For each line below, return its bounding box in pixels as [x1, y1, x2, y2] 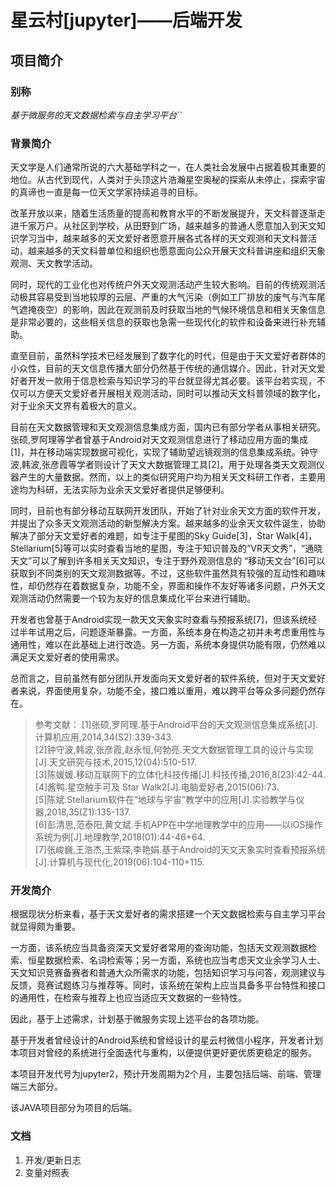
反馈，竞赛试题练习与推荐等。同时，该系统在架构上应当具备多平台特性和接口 [10, 979, 326, 991]
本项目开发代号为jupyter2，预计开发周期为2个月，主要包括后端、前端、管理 [10, 1068, 322, 1080]
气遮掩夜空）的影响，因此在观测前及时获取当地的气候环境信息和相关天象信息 [10, 304, 326, 316]
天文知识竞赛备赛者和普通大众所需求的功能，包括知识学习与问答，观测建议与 [10, 967, 326, 979]
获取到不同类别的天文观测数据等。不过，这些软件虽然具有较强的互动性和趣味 [10, 567, 326, 580]
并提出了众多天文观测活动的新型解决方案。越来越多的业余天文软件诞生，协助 [10, 517, 326, 530]
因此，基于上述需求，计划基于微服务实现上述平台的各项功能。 [10, 1013, 265, 1025]
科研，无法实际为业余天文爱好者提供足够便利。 [36, 484, 230, 496]
